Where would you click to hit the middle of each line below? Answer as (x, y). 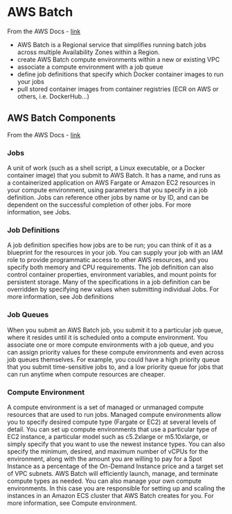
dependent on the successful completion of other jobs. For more (99, 205)
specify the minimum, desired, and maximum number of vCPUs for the (108, 451)
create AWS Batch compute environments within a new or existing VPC (118, 59)
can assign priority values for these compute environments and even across (116, 352)
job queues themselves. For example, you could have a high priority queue (114, 359)
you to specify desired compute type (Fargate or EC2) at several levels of (112, 422)
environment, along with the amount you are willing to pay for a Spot (105, 459)
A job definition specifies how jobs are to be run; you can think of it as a (109, 245)
